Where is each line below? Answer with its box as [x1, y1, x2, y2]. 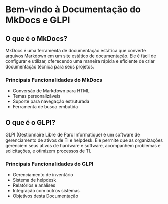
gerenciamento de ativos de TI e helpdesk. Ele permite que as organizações [5, 137, 163, 143]
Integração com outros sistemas [12, 188, 80, 194]
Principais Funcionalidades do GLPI [5, 160, 94, 167]
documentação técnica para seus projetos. [5, 64, 94, 70]
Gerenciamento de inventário [12, 172, 73, 178]
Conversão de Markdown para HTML [12, 88, 90, 94]
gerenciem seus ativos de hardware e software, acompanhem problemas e [5, 143, 161, 149]
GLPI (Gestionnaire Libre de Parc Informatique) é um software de [5, 132, 140, 138]
